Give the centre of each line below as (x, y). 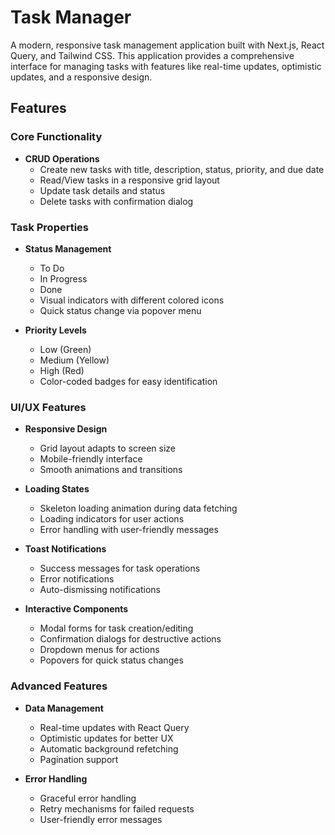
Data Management (64, 708)
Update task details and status (102, 190)
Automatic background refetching (109, 748)
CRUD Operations (62, 158)
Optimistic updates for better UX (106, 738)
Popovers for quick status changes (111, 660)
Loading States (57, 489)
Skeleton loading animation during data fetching (138, 508)
